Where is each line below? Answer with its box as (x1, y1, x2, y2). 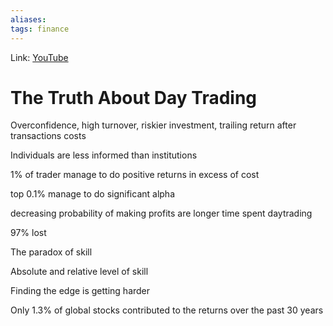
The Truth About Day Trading (10, 86, 258, 109)
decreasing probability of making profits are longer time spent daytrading (10, 207, 313, 220)
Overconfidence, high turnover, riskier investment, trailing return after (10, 119, 297, 131)
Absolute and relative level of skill (10, 266, 149, 278)
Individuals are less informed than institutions (10, 149, 198, 161)
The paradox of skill (10, 246, 93, 258)
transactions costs (10, 130, 87, 142)
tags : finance (10, 24, 70, 34)
